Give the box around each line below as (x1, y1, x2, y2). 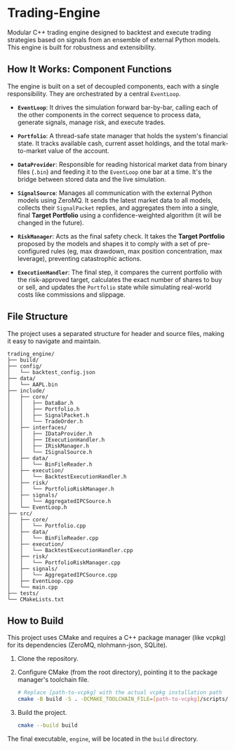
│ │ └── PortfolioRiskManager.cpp (7, 559, 121, 566)
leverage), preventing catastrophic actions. (17, 254, 142, 262)
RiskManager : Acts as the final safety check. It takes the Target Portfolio (17, 232, 225, 240)
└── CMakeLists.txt (7, 596, 65, 603)
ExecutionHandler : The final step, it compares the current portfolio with (17, 268, 222, 276)
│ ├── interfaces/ (7, 424, 68, 431)
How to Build (7, 615, 65, 627)
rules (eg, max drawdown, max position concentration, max (51, 247, 222, 255)
